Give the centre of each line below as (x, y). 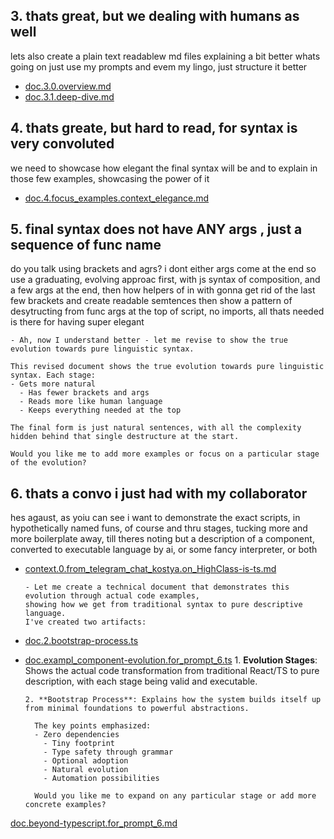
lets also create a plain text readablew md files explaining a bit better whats (165, 56)
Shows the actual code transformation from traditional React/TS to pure (172, 671)
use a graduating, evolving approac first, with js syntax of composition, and (165, 280)
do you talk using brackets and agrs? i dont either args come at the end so (163, 269)
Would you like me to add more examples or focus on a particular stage (165, 454)
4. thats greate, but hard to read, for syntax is (154, 128)
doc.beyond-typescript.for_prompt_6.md (94, 823)
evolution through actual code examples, (112, 596)
